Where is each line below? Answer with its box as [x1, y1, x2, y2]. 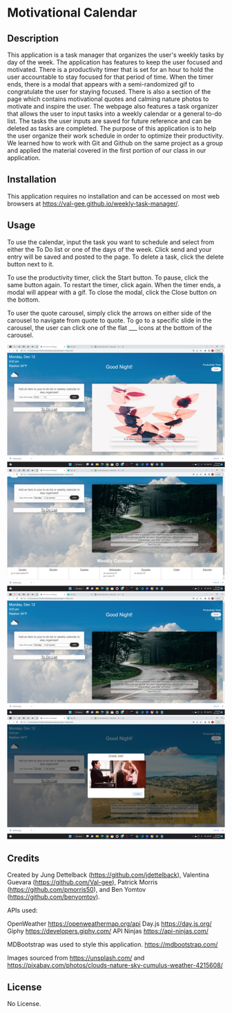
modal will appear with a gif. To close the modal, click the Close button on [7, 288, 217, 296]
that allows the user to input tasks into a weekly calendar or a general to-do [7, 109, 222, 118]
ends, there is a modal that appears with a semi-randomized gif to [7, 80, 195, 88]
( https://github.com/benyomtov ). [7, 893, 100, 901]
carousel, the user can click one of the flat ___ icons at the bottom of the [7, 323, 213, 331]
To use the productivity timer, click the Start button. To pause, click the [7, 273, 209, 282]
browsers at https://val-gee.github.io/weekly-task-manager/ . [7, 199, 180, 208]
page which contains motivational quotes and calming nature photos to [7, 95, 209, 103]
